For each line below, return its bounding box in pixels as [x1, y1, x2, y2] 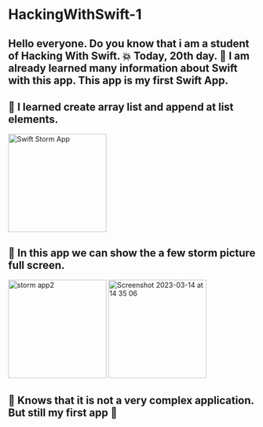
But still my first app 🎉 [8, 406, 118, 419]
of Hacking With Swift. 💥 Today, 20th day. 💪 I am [8, 49, 250, 62]
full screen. [8, 258, 65, 272]
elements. [8, 112, 59, 126]
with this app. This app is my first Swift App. [8, 73, 229, 87]
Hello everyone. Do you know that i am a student [8, 37, 250, 50]
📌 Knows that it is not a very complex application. [8, 393, 254, 407]
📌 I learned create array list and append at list [8, 100, 234, 113]
